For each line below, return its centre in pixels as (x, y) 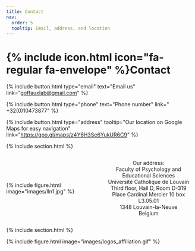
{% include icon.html (59, 58)
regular (24, 70)
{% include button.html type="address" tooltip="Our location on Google (94, 122)
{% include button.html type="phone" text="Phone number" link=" (88, 104)
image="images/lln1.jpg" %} (40, 191)
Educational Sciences (149, 176)
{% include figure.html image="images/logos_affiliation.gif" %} (83, 242)
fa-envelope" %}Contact (108, 70)
